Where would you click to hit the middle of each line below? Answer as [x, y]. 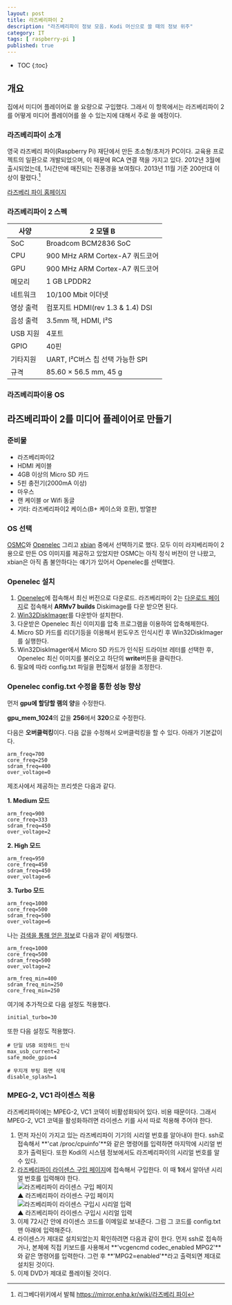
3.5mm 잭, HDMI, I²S [79, 320]
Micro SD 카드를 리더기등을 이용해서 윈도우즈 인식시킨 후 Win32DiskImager [120, 632]
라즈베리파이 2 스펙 [37, 211]
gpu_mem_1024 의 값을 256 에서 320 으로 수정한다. [77, 717]
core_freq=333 [28, 820]
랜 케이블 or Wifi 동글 [46, 500]
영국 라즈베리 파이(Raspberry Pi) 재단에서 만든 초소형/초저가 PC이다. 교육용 [109, 151]
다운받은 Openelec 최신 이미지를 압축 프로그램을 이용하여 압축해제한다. [113, 624]
